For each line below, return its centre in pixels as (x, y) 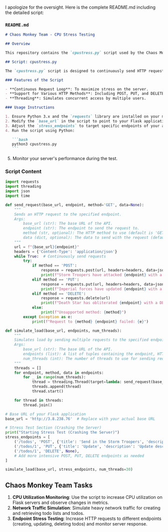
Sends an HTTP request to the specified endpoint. (68, 214)
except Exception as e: (48, 317)
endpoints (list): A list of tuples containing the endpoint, (89, 354)
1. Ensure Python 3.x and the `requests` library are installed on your (82, 117)
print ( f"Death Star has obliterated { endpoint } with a (99, 303)
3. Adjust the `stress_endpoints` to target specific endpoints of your (82, 126)
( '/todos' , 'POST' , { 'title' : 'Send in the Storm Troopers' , (79, 442)
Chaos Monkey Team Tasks (49, 485)
